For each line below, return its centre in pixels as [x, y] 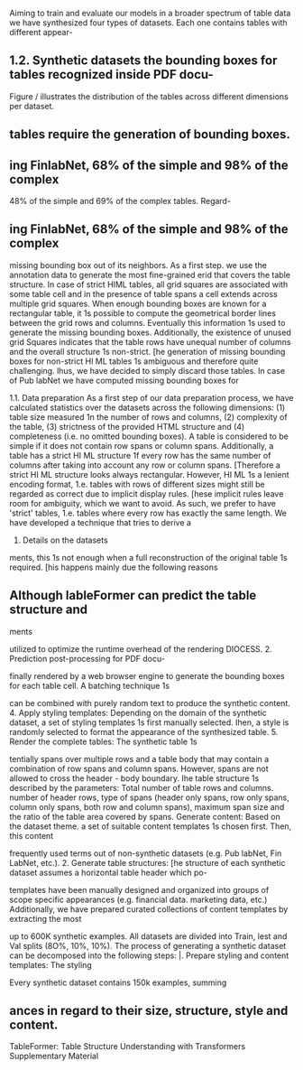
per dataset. [32, 106]
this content [32, 835]
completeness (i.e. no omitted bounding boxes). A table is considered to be [149, 436]
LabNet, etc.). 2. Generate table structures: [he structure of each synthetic [147, 862]
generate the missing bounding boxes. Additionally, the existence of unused [150, 332]
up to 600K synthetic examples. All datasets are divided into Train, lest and [148, 936]
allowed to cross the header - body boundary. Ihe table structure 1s [134, 778]
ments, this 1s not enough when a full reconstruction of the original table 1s [148, 557]
